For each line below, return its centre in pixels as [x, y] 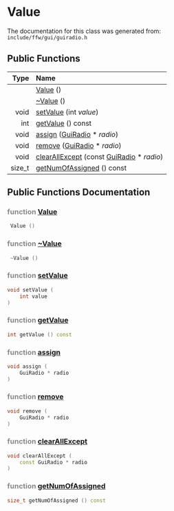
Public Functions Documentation [79, 192]
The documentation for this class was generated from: [84, 31]
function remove [35, 397]
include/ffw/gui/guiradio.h [47, 37]
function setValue [37, 276]
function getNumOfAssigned [56, 486]
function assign [34, 352]
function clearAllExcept [47, 442]
